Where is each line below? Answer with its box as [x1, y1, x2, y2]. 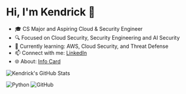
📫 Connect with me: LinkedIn [14, 49, 87, 56]
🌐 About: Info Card [14, 57, 61, 64]
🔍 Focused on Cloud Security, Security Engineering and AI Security [14, 34, 180, 41]
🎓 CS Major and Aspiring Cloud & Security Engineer [14, 25, 143, 32]
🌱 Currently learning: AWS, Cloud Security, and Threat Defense [14, 43, 169, 50]
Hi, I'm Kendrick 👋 [6, 5, 96, 19]
